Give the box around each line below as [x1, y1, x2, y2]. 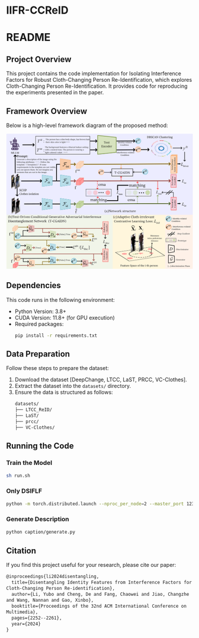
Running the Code [6, 441, 74, 451]
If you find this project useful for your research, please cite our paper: [6, 561, 176, 568]
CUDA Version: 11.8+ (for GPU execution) [14, 314, 115, 321]
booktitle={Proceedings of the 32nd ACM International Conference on [11, 603, 187, 609]
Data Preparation [6, 349, 70, 359]
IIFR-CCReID [6, 4, 69, 17]
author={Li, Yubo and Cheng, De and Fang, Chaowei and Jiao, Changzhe [11, 591, 190, 597]
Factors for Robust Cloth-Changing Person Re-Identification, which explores [6, 76, 192, 84]
